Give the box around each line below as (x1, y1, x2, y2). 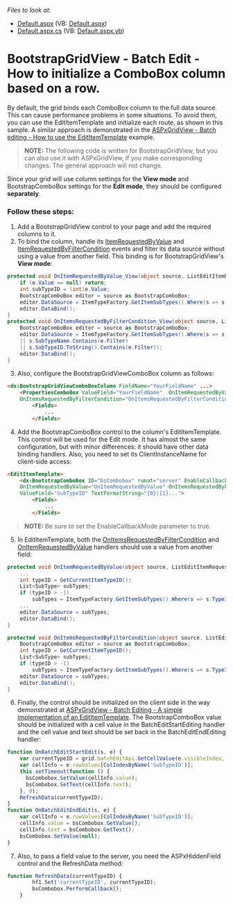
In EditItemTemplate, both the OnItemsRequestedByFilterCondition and (17, 535, 220, 544)
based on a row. (7, 81, 101, 97)
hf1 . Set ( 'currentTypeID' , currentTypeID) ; (32, 879, 157, 886)
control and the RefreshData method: (17, 859, 123, 867)
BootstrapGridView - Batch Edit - (7, 51, 200, 67)
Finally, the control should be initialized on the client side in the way (17, 698, 210, 707)
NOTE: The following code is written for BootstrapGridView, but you (24, 146, 218, 155)
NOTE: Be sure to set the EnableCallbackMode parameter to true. (24, 522, 212, 530)
